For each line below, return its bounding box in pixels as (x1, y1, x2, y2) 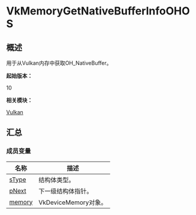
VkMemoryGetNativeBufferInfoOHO (6, 4, 190, 18)
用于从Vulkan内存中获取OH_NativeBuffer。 (6, 59, 112, 67)
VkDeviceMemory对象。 (38, 198, 107, 207)
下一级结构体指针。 (38, 187, 93, 195)
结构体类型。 (38, 175, 75, 184)
